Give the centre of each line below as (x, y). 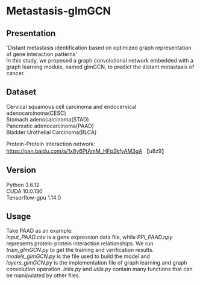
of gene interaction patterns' (42, 54)
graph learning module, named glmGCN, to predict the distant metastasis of (100, 67)
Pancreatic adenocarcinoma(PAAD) (50, 126)
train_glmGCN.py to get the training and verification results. (80, 250)
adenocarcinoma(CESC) (36, 113)
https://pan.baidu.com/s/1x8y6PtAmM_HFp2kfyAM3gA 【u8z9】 (87, 151)
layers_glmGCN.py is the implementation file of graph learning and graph (97, 263)
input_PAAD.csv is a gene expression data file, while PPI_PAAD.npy (89, 237)
